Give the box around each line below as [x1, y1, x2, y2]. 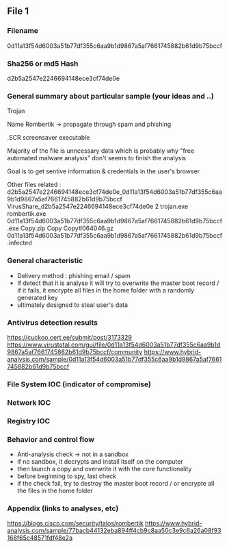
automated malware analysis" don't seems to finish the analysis [7, 154, 187, 162]
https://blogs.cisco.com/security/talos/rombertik [7, 519, 144, 527]
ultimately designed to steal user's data [16, 301, 129, 309]
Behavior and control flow [7, 434, 94, 444]
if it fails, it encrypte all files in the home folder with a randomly [16, 286, 195, 294]
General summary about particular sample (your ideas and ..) [7, 91, 214, 101]
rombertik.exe [7, 210, 46, 218]
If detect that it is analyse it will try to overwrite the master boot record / [16, 279, 219, 287]
